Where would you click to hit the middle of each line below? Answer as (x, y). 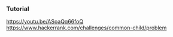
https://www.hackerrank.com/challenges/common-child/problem (86, 28)
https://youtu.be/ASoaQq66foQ (45, 22)
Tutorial (18, 9)
